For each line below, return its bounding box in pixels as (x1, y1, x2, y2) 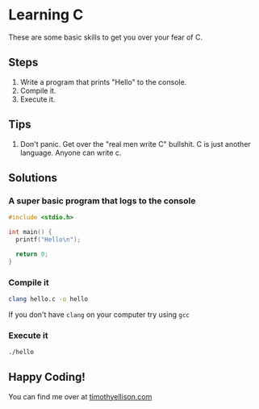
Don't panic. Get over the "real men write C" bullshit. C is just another (19, 139, 252, 148)
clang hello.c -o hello (8, 294, 89, 303)
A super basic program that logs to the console (8, 195, 196, 207)
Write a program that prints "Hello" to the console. (19, 77, 187, 86)
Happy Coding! (8, 370, 86, 384)
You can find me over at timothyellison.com (8, 391, 152, 401)
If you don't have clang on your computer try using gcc (8, 309, 190, 319)
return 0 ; (15, 250, 48, 258)
